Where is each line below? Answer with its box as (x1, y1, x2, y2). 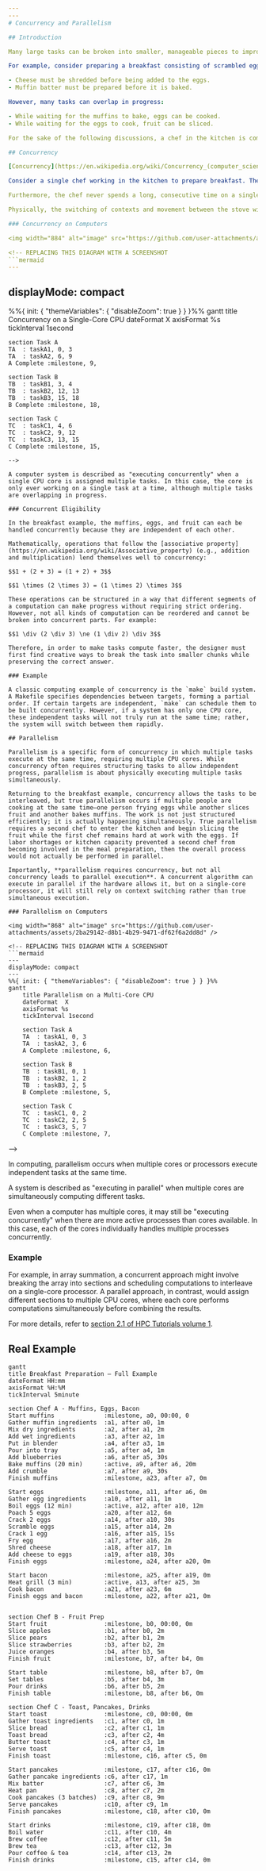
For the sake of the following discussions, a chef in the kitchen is (8, 134, 246, 142)
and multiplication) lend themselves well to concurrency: (8, 554, 207, 562)
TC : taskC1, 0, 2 (22, 1109, 87, 1117)
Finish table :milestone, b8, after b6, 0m (8, 1689, 203, 1698)
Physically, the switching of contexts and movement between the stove (8, 206, 249, 213)
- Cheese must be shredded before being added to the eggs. (8, 76, 211, 84)
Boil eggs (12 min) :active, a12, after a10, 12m (8, 1502, 203, 1510)
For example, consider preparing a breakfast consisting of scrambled (8, 62, 246, 70)
